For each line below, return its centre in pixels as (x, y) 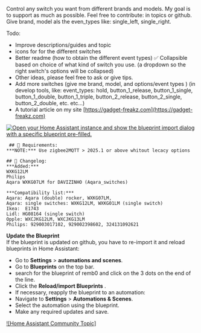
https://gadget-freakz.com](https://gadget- (139, 109)
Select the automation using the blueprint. (67, 305)
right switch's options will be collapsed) (64, 71)
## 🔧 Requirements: (33, 145)
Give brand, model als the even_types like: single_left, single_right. (89, 21)
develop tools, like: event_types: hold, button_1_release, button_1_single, (104, 90)
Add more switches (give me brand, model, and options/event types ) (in (105, 84)
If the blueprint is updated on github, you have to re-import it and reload (96, 242)
